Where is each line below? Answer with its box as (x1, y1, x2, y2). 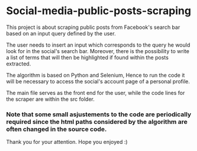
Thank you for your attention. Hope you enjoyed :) (6, 139, 128, 146)
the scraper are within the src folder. (6, 96, 95, 103)
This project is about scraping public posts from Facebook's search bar (6, 24, 180, 31)
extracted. (6, 60, 31, 67)
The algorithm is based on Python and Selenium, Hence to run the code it (6, 71, 185, 78)
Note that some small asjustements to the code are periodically (6, 110, 192, 119)
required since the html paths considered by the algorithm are (6, 117, 188, 126)
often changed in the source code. (6, 125, 107, 133)
